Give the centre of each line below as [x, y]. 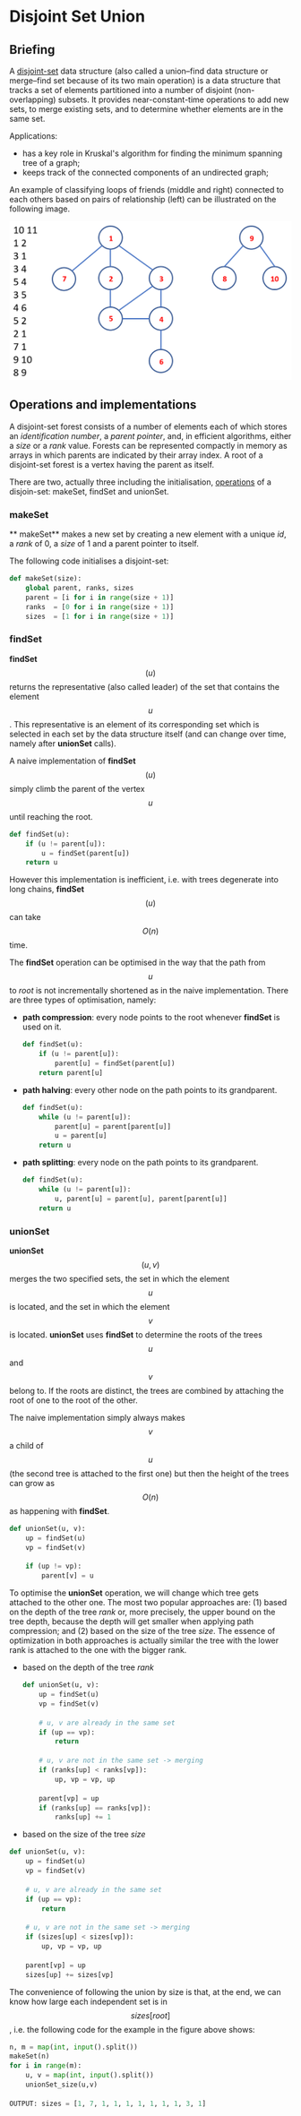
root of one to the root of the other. [74, 1400]
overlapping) [33, 99]
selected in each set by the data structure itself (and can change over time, [148, 734]
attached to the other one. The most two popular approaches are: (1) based [148, 1603]
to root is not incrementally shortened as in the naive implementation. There [149, 991]
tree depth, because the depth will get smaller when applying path [132, 1621]
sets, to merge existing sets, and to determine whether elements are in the [146, 109]
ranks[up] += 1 [83, 1817]
